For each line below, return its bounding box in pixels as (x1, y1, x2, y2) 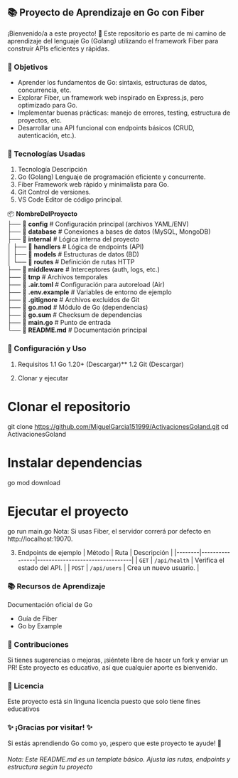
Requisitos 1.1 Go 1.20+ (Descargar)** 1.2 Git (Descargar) (17, 360, 184, 368)
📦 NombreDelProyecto (7, 209, 78, 218)
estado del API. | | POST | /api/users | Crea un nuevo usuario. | (17, 563, 200, 572)
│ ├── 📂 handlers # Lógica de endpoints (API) (7, 242, 144, 251)
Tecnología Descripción (17, 165, 87, 174)
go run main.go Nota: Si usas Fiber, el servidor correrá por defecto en (7, 527, 211, 535)
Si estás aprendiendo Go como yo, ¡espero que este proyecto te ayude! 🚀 (7, 739, 222, 747)
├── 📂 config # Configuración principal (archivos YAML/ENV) (7, 220, 190, 229)
